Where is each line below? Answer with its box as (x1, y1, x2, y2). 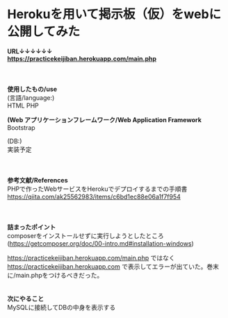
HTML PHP (7, 101, 40, 110)
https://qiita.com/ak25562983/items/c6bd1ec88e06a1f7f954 (7, 192, 181, 201)
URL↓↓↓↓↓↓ (7, 47, 53, 56)
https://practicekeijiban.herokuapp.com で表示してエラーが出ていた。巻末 (7, 262, 219, 271)
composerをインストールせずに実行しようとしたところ (7, 231, 165, 240)
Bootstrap (7, 123, 36, 132)
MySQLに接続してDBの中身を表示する (7, 303, 116, 311)
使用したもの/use (7, 85, 58, 93)
